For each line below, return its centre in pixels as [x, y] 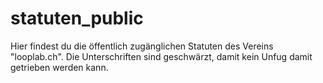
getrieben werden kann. [59, 67]
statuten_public [77, 18]
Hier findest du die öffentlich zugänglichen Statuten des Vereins [142, 46]
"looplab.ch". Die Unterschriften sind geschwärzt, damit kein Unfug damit [161, 56]
